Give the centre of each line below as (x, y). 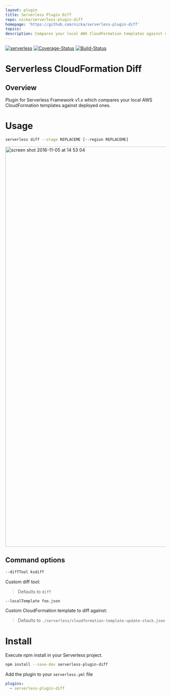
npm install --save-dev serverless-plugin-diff (57, 665)
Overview (21, 88)
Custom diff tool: (23, 582)
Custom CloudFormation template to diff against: (56, 611)
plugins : (15, 684)
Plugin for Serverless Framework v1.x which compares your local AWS (79, 100)
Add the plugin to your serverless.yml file (49, 675)
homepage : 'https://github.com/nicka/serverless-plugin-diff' (73, 24)
